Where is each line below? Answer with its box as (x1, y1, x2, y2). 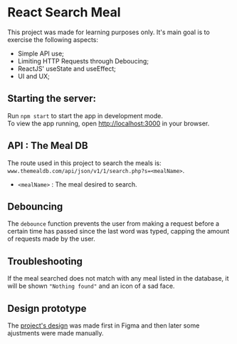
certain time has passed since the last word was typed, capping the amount (7, 227, 230, 236)
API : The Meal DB (7, 140, 88, 152)
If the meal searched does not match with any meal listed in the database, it (7, 274, 229, 283)
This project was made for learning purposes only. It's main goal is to (7, 28, 210, 36)
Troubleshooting (7, 255, 83, 267)
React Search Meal (7, 4, 121, 21)
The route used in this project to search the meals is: (7, 158, 162, 167)
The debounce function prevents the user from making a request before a (7, 219, 219, 228)
